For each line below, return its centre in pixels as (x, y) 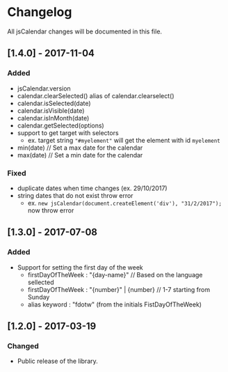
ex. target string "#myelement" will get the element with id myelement (124, 140)
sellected (41, 282)
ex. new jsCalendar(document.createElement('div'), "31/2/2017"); (125, 203)
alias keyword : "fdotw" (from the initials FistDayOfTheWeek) (115, 304)
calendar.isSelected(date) (54, 103)
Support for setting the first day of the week (80, 267)
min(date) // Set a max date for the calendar (80, 148)
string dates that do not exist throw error (75, 195)
